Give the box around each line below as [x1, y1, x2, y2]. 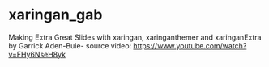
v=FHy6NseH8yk [8, 49, 66, 59]
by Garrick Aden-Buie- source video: [8, 40, 132, 50]
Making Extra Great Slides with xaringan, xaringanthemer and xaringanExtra [8, 32, 262, 42]
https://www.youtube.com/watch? [133, 40, 247, 50]
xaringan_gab [8, 6, 103, 24]
